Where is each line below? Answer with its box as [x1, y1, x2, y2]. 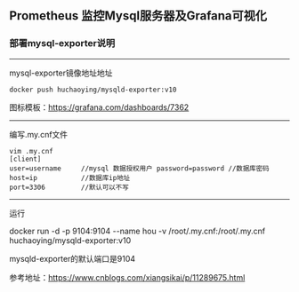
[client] [9, 154, 42, 163]
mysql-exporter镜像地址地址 [9, 67, 113, 78]
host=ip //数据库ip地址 [9, 173, 131, 182]
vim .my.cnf [9, 146, 53, 155]
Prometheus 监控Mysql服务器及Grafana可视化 [9, 8, 268, 24]
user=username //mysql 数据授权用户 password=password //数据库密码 [9, 163, 270, 173]
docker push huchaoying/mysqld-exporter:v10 [9, 85, 177, 94]
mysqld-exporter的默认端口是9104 [9, 253, 136, 264]
